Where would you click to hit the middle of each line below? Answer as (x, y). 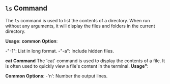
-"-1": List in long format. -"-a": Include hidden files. (60, 51)
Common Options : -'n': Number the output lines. (56, 76)
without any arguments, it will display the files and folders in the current (80, 26)
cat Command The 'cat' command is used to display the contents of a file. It (85, 61)
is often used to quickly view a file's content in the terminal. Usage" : (77, 66)
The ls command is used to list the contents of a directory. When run (78, 20)
